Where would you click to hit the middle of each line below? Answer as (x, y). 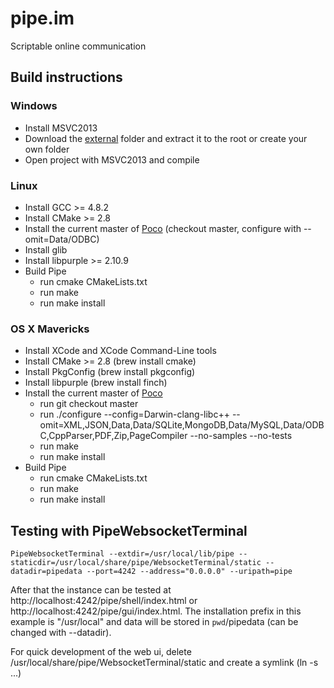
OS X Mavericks (50, 329)
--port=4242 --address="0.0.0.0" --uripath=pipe (189, 572)
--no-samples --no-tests (241, 436)
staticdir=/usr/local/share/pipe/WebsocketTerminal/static (136, 563)
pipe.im (42, 18)
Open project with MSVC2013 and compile (112, 159)
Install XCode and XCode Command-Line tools (120, 351)
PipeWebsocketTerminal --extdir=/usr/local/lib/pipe (122, 554)
